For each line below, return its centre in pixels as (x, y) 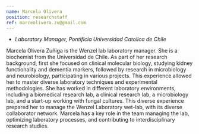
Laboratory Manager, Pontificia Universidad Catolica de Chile (90, 40)
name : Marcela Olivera (34, 12)
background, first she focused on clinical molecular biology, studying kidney (99, 63)
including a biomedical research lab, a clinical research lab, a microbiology (97, 94)
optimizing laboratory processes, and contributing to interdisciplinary (91, 120)
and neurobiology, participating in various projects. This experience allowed (99, 76)
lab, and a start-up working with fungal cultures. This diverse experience (95, 101)
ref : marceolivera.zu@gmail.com (46, 22)
